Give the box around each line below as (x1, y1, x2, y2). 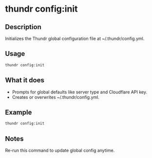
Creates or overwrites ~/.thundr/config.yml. (12, 94, 100, 100)
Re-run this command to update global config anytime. (5, 147, 115, 153)
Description (5, 23, 41, 31)
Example (5, 108, 32, 116)
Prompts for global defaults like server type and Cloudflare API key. (12, 89, 148, 95)
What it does (5, 76, 45, 85)
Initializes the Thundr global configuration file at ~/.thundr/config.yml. (5, 35, 145, 41)
